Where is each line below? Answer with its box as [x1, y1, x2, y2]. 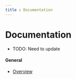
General [5, 57, 23, 63]
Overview [12, 68, 33, 74]
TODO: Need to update [12, 46, 60, 52]
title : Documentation [5, 7, 53, 13]
